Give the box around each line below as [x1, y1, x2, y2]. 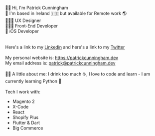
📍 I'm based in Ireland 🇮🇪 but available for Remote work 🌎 [5, 10, 127, 16]
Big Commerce [12, 125, 43, 131]
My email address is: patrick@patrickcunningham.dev [5, 60, 116, 66]
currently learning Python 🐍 [5, 78, 62, 84]
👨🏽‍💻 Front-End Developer [5, 23, 58, 28]
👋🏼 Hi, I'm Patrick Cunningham [5, 5, 68, 10]
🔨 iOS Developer [5, 28, 39, 34]
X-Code [12, 104, 29, 109]
